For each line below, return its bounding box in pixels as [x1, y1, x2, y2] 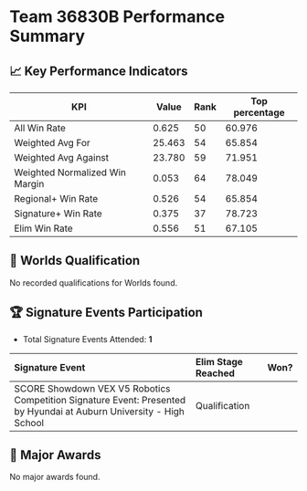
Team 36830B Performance [9, 6, 226, 27]
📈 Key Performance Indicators [9, 63, 189, 78]
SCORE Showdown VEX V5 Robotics [14, 381, 171, 394]
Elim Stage [195, 355, 244, 368]
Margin [14, 178, 45, 190]
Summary [9, 26, 85, 47]
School [14, 416, 44, 429]
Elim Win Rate [14, 222, 73, 235]
